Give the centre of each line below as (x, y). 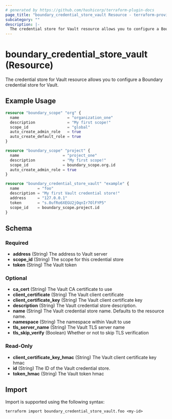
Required (17, 243)
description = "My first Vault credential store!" (65, 193)
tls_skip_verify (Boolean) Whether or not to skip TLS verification (81, 333)
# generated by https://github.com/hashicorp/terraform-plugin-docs (80, 10)
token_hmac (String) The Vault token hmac (58, 373)
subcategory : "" (23, 19)
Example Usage (31, 101)
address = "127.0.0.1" (39, 198)
